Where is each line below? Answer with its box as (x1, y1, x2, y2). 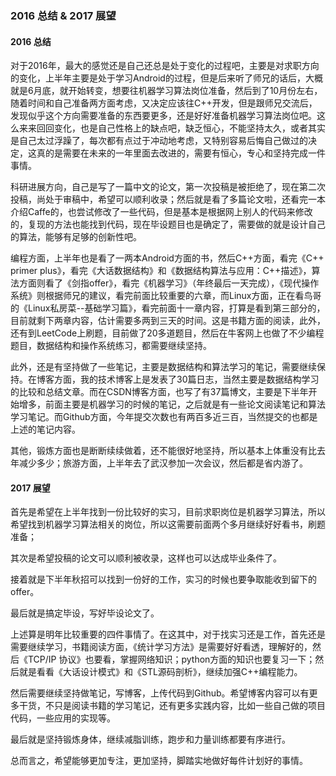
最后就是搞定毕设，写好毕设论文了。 (10, 607, 160, 619)
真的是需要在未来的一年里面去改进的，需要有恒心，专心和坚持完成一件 (36, 147, 326, 159)
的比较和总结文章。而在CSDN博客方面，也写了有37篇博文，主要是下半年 (10, 386, 309, 398)
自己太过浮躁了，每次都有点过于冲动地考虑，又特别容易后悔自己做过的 (18, 135, 308, 147)
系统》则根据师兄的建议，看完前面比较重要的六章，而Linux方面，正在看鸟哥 (10, 290, 322, 302)
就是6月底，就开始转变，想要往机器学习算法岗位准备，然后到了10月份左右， (10, 85, 323, 97)
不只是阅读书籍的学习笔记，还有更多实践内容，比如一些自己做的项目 (44, 700, 326, 712)
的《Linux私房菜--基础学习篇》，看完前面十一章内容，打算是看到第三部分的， (10, 302, 326, 314)
